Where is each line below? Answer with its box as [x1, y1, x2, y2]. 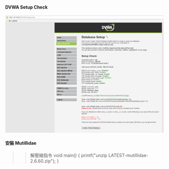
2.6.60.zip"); [30, 158, 56, 164]
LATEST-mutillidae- [108, 152, 149, 158]
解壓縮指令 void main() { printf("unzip [30, 152, 108, 158]
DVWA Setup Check [5, 4, 48, 10]
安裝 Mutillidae [5, 140, 37, 146]
